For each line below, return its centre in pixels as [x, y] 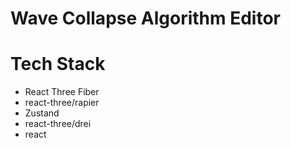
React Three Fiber [62, 92]
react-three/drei [58, 124]
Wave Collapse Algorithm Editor [145, 18]
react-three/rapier [62, 103]
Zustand [42, 113]
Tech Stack [58, 64]
